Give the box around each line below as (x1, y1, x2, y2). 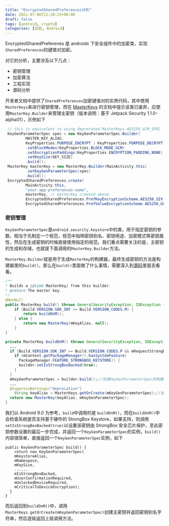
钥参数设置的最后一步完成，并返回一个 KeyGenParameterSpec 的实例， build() (5, 428, 161, 435)
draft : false (5, 17, 33, 22)
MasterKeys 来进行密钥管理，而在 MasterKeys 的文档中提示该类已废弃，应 (5, 104, 156, 110)
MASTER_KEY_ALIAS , (25, 136, 64, 141)
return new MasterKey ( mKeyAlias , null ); (23, 321, 109, 326)
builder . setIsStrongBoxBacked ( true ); (18, 363, 98, 368)
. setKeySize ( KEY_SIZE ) (25, 154, 73, 160)
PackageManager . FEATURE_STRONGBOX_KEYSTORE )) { (18, 358, 121, 363)
